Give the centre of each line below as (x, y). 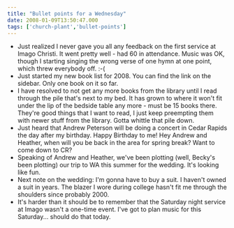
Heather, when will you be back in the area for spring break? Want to (116, 143)
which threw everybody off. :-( (61, 69)
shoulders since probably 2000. (63, 195)
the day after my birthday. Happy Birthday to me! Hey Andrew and (112, 135)
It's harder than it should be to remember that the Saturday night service (121, 202)
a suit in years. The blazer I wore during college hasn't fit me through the (122, 187)
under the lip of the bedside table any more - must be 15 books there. (117, 106)
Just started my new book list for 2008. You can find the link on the (114, 76)
